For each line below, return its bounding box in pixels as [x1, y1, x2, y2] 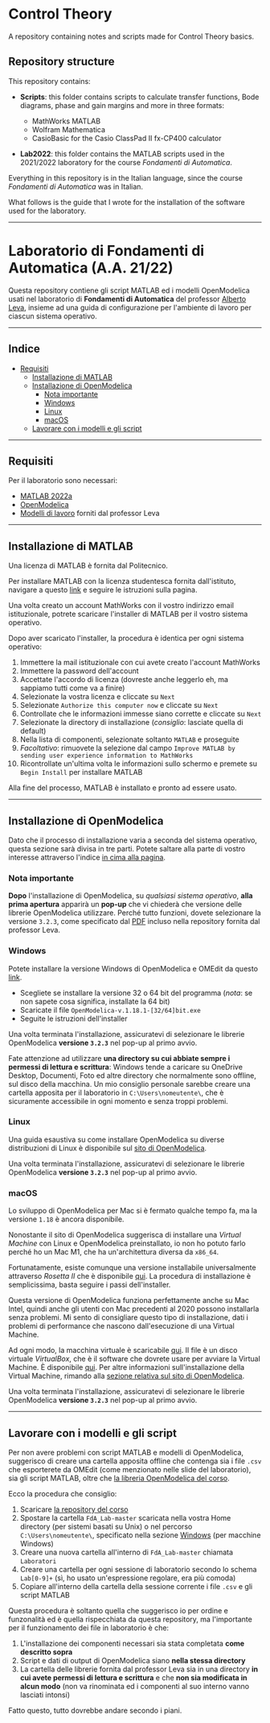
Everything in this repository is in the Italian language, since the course [8, 173, 243, 182]
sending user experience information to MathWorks [19, 751, 194, 760]
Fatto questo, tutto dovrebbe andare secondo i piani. [8, 1705, 182, 1715]
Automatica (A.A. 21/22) [8, 259, 174, 277]
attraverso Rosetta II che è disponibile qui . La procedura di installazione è [8, 1271, 252, 1281]
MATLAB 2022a [19, 491, 72, 501]
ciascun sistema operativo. [8, 311, 98, 321]
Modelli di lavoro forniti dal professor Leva [19, 509, 160, 518]
